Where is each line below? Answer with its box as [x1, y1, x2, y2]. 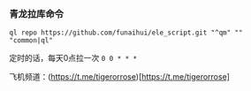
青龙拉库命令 [9, 7, 65, 19]
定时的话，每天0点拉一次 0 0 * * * [9, 53, 138, 64]
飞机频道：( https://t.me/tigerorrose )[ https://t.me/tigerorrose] [9, 72, 230, 82]
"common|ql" [9, 36, 53, 45]
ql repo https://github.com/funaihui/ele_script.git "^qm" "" [9, 28, 243, 37]
